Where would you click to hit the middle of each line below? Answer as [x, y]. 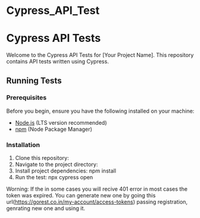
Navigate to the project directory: [56, 165]
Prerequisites [26, 97]
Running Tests [34, 80]
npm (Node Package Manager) [54, 129]
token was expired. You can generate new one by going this [81, 196]
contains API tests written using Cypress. [58, 62]
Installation [23, 145]
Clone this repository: [42, 158]
